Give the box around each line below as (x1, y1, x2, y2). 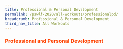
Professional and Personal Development (5, 38, 104, 45)
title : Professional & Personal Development (5, 7, 98, 12)
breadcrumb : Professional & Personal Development (5, 16, 110, 21)
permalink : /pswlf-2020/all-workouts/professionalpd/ (5, 12, 119, 17)
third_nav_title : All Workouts (5, 21, 70, 26)
